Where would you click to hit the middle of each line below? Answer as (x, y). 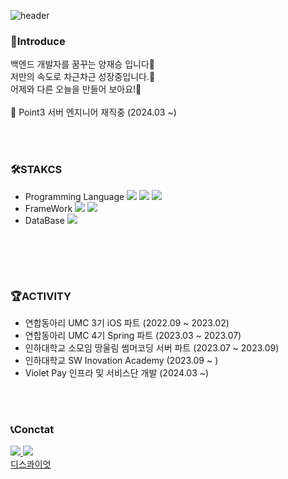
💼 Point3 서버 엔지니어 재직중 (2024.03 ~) (93, 112)
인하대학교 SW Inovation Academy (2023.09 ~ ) (121, 360)
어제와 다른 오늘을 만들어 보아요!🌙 (76, 89)
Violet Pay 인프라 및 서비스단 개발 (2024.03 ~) (117, 372)
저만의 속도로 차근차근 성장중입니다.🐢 (83, 77)
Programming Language (74, 196)
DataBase (44, 220)
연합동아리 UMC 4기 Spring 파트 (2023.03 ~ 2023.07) (133, 335)
